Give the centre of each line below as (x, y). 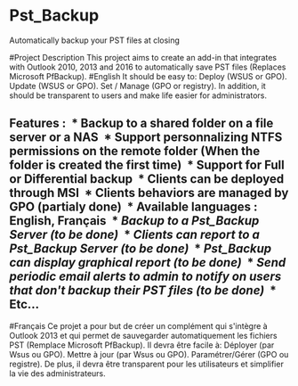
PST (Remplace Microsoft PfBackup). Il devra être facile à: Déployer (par (142, 345)
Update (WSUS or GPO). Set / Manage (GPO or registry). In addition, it (138, 86)
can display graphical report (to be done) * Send (148, 263)
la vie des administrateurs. (58, 373)
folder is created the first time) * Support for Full (147, 165)
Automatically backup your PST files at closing (95, 40)
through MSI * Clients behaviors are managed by (149, 193)
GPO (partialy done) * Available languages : (133, 207)
